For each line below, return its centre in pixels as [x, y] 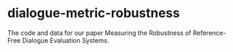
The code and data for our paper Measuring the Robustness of [99, 33]
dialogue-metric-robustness [94, 13]
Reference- [209, 33]
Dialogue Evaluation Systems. [66, 40]
